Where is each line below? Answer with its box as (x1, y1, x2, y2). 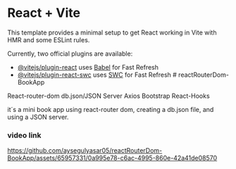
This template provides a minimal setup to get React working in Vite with (7, 28, 217, 37)
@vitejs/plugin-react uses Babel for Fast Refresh (17, 63, 159, 71)
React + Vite (7, 5, 81, 21)
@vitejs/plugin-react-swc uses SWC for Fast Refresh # (17, 70, 178, 79)
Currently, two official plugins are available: (7, 49, 133, 58)
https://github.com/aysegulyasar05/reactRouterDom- (7, 146, 163, 155)
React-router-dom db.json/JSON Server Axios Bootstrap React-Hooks (7, 92, 210, 100)
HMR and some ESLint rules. (7, 35, 90, 44)
